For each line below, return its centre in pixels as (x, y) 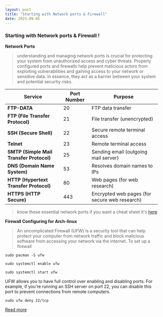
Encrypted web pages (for (121, 194)
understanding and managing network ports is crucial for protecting (85, 56)
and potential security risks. (45, 81)
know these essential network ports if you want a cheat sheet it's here (87, 212)
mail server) (105, 158)
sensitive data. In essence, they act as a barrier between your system (86, 76)
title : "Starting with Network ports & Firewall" (56, 14)
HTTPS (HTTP (24, 194)
